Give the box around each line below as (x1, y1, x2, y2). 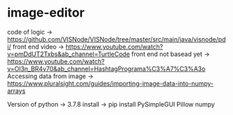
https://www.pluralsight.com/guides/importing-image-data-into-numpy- (7, 79, 214, 87)
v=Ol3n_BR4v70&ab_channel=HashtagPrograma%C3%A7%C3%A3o (7, 64, 206, 73)
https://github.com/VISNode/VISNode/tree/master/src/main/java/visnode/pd (7, 35, 226, 43)
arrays (7, 87, 26, 95)
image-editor (7, 5, 85, 21)
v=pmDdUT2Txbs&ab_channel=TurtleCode (7, 50, 130, 58)
